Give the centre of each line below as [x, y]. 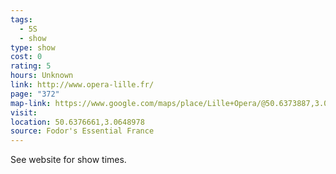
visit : [24, 112]
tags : [21, 19]
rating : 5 [31, 66]
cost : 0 [26, 57]
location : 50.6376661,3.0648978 [77, 122]
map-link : [31, 103]
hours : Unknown [42, 76]
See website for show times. [68, 160]
